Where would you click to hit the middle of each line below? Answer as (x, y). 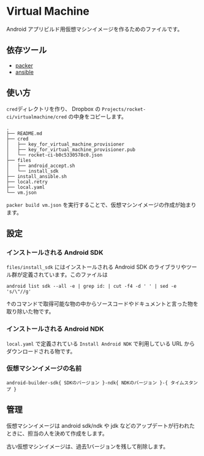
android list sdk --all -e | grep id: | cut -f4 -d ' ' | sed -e (91, 287)
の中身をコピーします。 (98, 116)
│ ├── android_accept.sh (41, 166)
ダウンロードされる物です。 (41, 351)
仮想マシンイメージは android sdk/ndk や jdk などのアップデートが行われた (100, 425)
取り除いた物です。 (30, 312)
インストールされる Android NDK (55, 329)
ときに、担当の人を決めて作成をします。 (57, 433)
